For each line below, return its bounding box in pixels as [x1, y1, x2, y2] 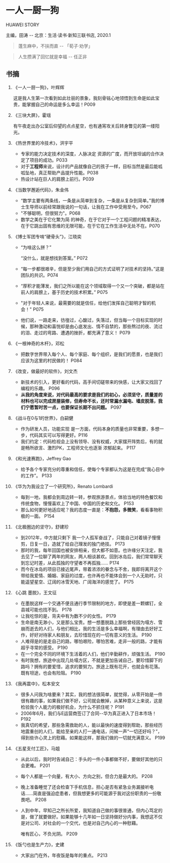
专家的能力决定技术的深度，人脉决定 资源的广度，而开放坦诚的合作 [20, 150, 160, 157]
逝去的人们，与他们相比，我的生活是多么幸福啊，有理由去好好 [29, 625, 158, 631]
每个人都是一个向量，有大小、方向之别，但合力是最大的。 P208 [20, 773, 153, 779]
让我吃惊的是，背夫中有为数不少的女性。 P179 [20, 613, 116, 619]
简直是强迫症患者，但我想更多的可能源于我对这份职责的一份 [32, 790, 157, 796]
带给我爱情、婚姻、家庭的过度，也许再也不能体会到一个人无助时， [20, 572, 158, 578]
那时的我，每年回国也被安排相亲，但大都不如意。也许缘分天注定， [20, 547, 158, 553]
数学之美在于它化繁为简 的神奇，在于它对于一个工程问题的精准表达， [20, 216, 164, 223]
